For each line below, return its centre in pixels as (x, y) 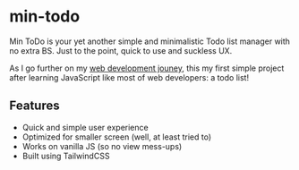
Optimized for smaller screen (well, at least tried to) (117, 137)
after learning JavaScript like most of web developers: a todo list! (129, 77)
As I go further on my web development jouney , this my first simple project (147, 68)
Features (34, 106)
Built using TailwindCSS (66, 156)
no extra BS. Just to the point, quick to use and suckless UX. (121, 50)
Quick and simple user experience (85, 127)
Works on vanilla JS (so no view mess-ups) (102, 146)
